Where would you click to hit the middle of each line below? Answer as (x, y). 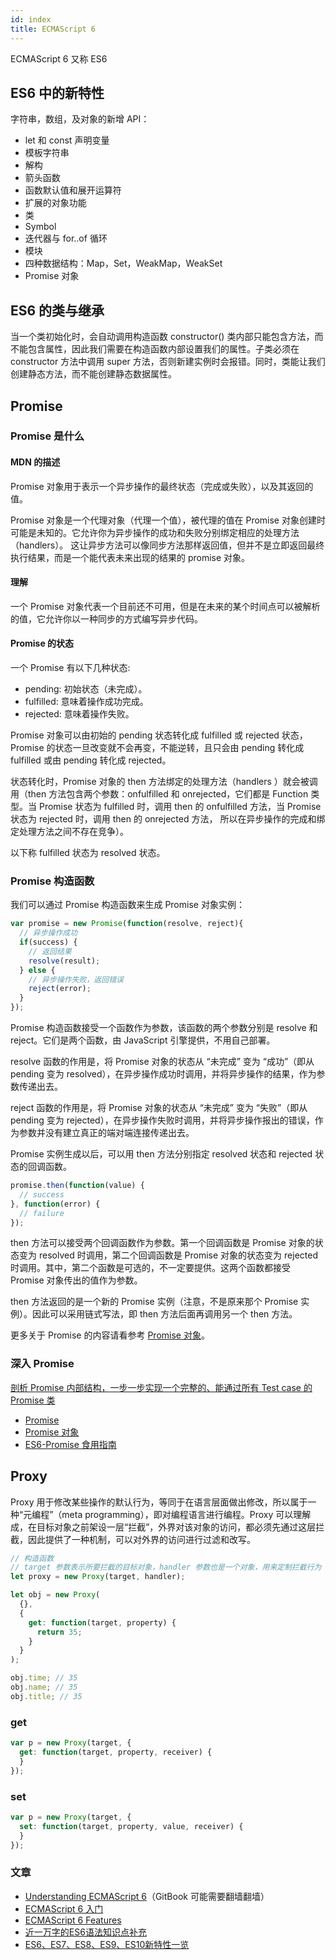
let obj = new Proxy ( (55, 1595)
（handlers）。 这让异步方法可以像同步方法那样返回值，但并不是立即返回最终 (167, 545)
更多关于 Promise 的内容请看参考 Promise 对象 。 (110, 1335)
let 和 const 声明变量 (67, 140)
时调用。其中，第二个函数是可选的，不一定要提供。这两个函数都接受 (150, 1268)
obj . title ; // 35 (46, 1696)
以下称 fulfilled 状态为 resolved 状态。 (88, 853)
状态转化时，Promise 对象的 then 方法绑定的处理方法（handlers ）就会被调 (164, 782)
